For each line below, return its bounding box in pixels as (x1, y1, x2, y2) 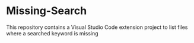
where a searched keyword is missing (6, 29, 99, 37)
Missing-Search (6, 4, 87, 18)
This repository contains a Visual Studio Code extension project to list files (6, 24, 188, 31)
